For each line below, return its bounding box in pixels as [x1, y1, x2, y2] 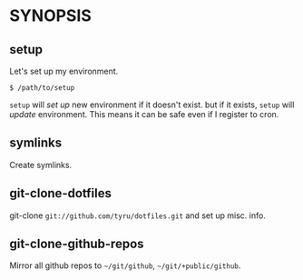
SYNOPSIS [9, 5, 93, 26]
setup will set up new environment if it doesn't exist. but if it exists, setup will [9, 99, 295, 110]
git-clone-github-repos [9, 236, 144, 252]
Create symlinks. [9, 159, 73, 170]
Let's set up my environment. [9, 65, 119, 76]
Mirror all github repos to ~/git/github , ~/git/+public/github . [9, 260, 241, 271]
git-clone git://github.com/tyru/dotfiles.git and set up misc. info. [9, 210, 266, 221]
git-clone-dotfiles [9, 185, 112, 201]
